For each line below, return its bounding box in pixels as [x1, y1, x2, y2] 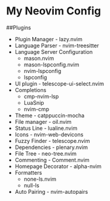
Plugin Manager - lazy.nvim [14, 35, 82, 42]
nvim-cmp [23, 105, 50, 112]
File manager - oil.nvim [14, 118, 72, 125]
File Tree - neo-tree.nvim [14, 150, 77, 157]
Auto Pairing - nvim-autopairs [14, 188, 88, 195]
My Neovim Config [6, 4, 102, 18]
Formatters [14, 169, 42, 176]
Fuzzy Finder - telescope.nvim [14, 137, 90, 144]
